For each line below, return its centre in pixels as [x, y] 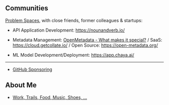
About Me [21, 85]
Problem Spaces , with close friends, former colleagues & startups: [74, 20]
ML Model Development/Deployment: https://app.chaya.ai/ [73, 55]
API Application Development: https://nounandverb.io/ [68, 30]
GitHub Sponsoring [32, 69]
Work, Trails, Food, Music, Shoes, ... [50, 97]
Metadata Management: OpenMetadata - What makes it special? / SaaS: [87, 40]
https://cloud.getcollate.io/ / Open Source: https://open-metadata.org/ [85, 45]
